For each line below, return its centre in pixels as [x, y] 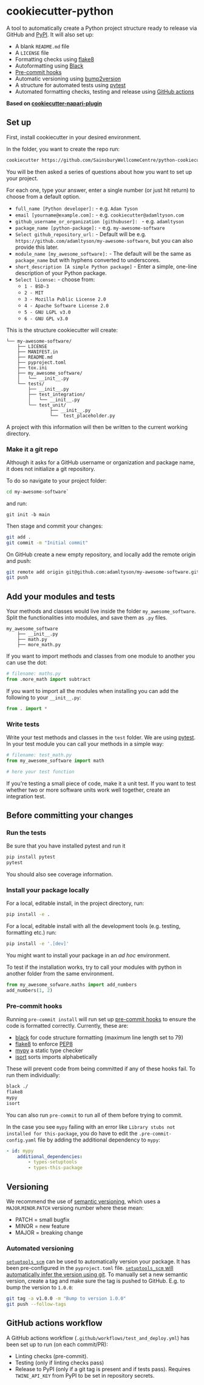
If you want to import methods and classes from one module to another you [101, 656]
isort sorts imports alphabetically [56, 1057]
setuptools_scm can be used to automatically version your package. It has [98, 1261]
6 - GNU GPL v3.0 [46, 319]
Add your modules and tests [61, 597]
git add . [19, 537]
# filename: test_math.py [39, 755]
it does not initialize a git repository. [51, 469]
